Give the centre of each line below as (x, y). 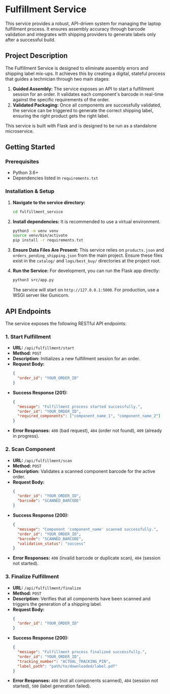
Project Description (37, 56)
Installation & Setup (30, 191)
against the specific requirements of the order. (61, 99)
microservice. (20, 131)
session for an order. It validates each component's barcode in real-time (88, 94)
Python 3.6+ (26, 173)
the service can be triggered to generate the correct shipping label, (83, 110)
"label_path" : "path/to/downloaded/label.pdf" (67, 666)
